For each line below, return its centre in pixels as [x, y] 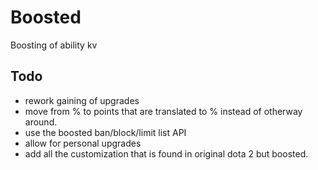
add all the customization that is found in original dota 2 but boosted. [166, 153]
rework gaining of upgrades [82, 100]
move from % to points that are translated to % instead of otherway [163, 111]
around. [41, 122]
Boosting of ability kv [54, 45]
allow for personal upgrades [83, 143]
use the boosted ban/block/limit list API [105, 132]
